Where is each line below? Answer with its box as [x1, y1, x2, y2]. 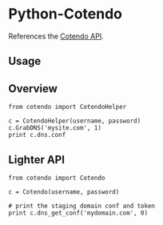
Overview [8, 82, 58, 95]
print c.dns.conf [8, 131, 66, 139]
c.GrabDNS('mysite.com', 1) [8, 124, 102, 132]
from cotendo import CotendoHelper [8, 103, 127, 111]
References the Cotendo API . [8, 31, 104, 41]
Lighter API [8, 153, 66, 167]
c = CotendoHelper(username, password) [8, 117, 141, 125]
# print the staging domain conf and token [8, 202, 156, 210]
